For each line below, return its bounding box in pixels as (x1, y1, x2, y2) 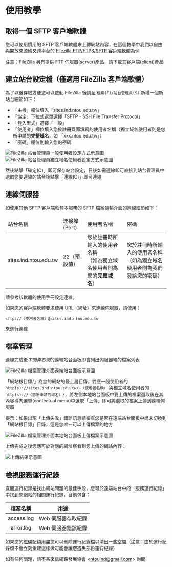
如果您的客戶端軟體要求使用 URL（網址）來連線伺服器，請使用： (5, 305, 141, 311)
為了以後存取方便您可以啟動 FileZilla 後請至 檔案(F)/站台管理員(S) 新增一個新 (5, 89, 164, 95)
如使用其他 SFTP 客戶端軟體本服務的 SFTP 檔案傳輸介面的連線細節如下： (5, 205, 159, 211)
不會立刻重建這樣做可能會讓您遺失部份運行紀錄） (14, 545, 118, 552)
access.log (8, 515, 34, 522)
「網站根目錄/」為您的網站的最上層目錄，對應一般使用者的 (5, 378, 128, 385)
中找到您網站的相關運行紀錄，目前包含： (5, 492, 91, 498)
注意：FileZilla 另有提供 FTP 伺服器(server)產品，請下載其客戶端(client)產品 (5, 58, 164, 65)
